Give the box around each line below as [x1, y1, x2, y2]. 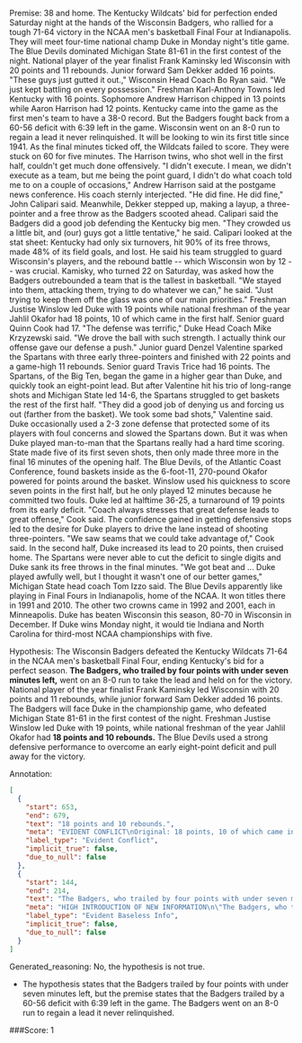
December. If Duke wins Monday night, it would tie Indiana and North [9, 620, 265, 629]
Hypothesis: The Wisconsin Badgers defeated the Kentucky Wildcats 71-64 [9, 646, 289, 656]
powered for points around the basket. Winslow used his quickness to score [9, 476, 290, 486]
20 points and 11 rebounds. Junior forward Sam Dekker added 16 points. [9, 65, 276, 76]
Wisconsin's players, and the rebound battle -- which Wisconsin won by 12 [9, 256, 287, 266]
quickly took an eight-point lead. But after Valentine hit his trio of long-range [9, 380, 292, 390]
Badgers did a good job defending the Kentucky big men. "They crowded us [9, 218, 291, 228]
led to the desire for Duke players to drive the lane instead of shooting [9, 523, 269, 534]
